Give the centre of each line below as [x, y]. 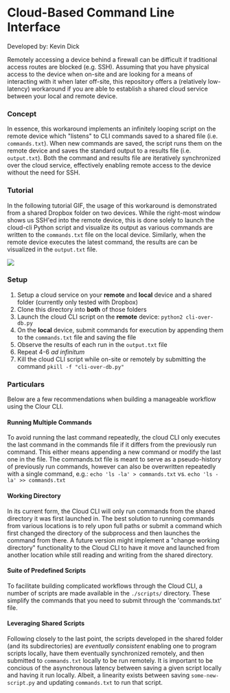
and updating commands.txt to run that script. [100, 682]
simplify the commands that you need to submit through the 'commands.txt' [114, 600]
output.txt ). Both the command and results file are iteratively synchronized [114, 158]
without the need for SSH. [44, 172]
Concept [22, 113]
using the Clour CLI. [35, 407]
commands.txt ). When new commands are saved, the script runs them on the [115, 144]
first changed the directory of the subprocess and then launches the [104, 533]
